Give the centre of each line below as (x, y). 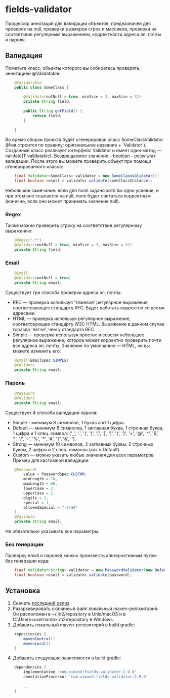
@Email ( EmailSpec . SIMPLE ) (42, 360)
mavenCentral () (39, 639)
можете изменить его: (37, 351)
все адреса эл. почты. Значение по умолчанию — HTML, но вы (81, 345)
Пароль (15, 383)
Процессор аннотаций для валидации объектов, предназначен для (78, 23)
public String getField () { (53, 111)
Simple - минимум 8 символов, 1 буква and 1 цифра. (69, 422)
